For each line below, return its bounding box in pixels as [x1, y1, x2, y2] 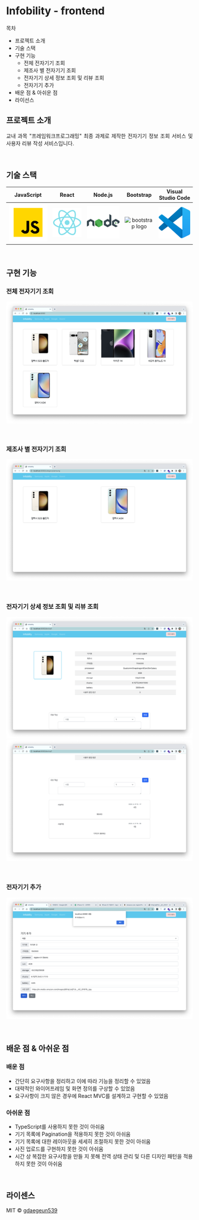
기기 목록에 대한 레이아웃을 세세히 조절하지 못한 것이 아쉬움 [14, 1138, 151, 1145]
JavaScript [14, 191, 42, 198]
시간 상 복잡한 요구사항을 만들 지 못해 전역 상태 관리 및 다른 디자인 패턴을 [14, 1152, 182, 1160]
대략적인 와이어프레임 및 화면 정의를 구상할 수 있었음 [14, 1085, 135, 1092]
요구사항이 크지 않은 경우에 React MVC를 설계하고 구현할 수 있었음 [14, 1092, 169, 1099]
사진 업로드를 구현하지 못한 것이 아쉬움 [14, 1145, 104, 1152]
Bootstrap [126, 191, 152, 198]
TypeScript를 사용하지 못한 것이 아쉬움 [14, 1123, 105, 1130]
